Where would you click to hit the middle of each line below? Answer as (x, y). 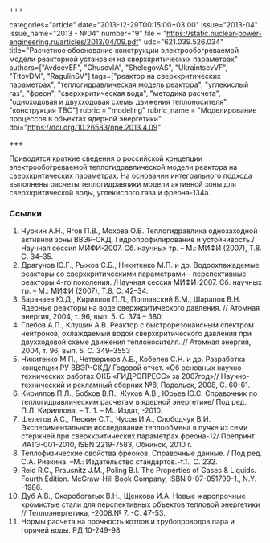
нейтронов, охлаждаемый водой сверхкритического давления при (136, 334)
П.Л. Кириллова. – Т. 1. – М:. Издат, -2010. (92, 410)
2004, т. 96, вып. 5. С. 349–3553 (76, 351)
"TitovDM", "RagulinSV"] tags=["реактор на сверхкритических (115, 76)
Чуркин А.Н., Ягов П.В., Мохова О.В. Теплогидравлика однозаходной (139, 231)
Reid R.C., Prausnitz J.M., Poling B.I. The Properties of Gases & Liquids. (138, 471)
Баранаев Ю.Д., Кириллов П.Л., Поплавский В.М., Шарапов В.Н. (131, 299)
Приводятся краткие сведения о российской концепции (106, 158)
